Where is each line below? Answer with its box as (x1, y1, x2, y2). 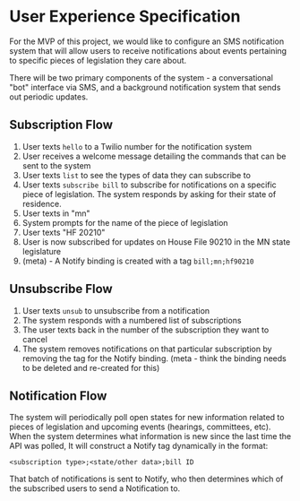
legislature (21, 246, 62, 256)
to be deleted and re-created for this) (21, 362, 160, 373)
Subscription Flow (9, 117, 114, 133)
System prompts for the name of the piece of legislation (21, 217, 228, 228)
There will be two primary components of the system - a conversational (9, 72, 273, 82)
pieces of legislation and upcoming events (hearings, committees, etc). (9, 421, 271, 432)
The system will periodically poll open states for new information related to (9, 412, 285, 423)
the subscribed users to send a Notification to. (9, 483, 181, 494)
